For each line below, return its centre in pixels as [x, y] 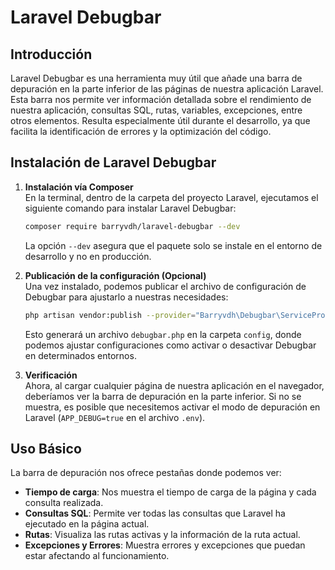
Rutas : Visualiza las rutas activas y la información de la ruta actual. [162, 535]
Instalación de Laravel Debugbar [113, 162]
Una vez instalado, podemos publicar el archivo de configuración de [165, 286]
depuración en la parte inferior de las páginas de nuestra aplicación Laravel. [167, 89]
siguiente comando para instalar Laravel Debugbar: [130, 208]
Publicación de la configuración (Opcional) [115, 275]
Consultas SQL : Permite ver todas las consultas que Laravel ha [155, 513]
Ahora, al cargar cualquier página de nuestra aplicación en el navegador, [174, 385]
